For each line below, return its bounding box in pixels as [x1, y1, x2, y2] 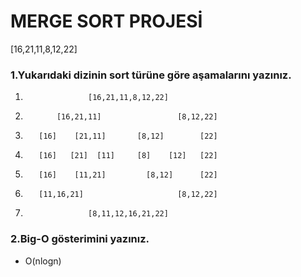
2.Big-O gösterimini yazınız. [10, 232, 150, 246]
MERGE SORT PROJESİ [10, 10, 203, 33]
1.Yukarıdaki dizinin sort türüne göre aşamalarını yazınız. [10, 68, 292, 82]
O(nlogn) [24, 255, 62, 267]
